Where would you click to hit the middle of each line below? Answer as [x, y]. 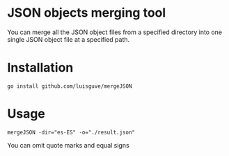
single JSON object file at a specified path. [69, 39]
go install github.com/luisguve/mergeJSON [70, 86]
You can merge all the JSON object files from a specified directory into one [115, 32]
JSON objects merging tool [87, 13]
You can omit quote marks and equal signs [69, 145]
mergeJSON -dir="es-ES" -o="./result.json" [71, 132]
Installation [40, 68]
